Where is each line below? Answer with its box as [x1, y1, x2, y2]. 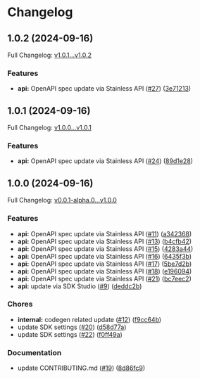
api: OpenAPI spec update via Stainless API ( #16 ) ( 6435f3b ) [17, 252, 192, 260]
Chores [7, 300, 33, 309]
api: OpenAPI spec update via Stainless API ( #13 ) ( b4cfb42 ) [17, 237, 192, 245]
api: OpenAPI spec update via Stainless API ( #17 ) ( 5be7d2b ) [17, 259, 192, 268]
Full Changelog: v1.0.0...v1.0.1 [7, 124, 92, 132]
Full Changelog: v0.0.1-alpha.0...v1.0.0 [7, 196, 118, 205]
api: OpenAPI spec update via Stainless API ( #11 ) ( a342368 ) [17, 229, 192, 238]
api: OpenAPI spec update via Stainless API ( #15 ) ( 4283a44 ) [17, 244, 194, 253]
